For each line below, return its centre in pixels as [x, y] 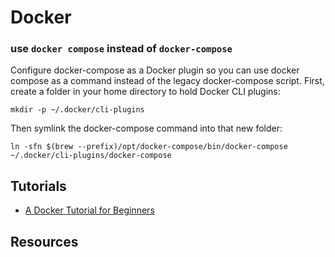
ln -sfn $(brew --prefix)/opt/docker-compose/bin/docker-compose [149, 147]
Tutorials [38, 186]
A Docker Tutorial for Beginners [89, 210]
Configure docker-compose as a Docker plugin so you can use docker [155, 70]
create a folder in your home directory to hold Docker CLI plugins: [145, 92]
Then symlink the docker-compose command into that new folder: [146, 128]
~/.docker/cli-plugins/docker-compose [91, 156]
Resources [44, 241]
